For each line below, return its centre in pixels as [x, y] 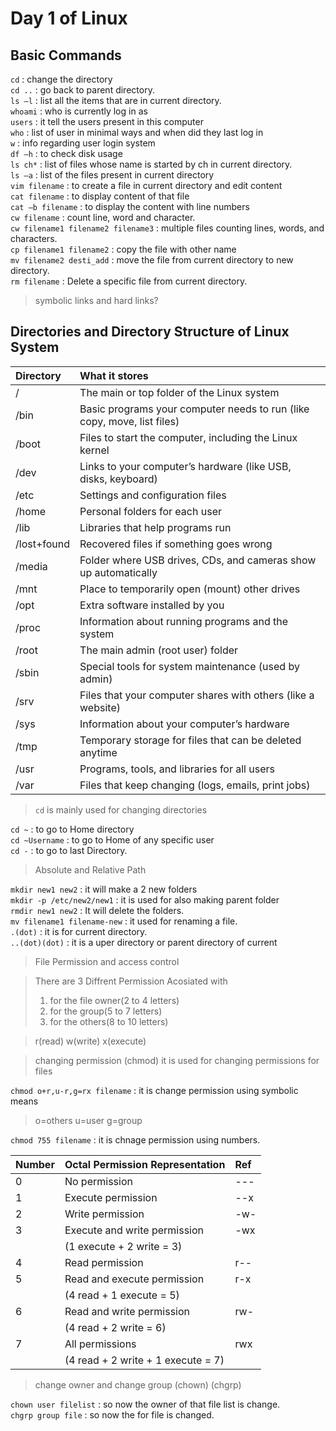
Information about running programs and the [184, 621]
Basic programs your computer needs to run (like [194, 409]
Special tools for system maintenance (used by [189, 666]
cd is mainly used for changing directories [121, 809]
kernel [94, 450]
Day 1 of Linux [69, 18]
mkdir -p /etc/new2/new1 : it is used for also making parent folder [145, 899]
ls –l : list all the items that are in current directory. [116, 100]
